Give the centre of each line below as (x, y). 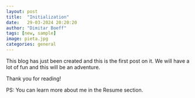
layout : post (22, 11)
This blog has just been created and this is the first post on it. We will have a (98, 61)
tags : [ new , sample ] (31, 33)
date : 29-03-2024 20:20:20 (42, 22)
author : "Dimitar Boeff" (36, 28)
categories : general (31, 45)
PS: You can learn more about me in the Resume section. (75, 90)
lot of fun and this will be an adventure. (53, 67)
